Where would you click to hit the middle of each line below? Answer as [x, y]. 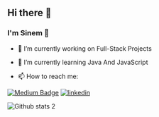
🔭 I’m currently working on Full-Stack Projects [85, 48]
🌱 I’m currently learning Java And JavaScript [83, 62]
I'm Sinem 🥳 [28, 33]
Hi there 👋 [29, 13]
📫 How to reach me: [48, 76]
